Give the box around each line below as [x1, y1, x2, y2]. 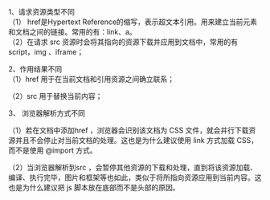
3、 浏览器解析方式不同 [8, 108, 86, 118]
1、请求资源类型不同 [8, 7, 75, 16]
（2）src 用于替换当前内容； [8, 92, 103, 100]
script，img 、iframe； [8, 47, 84, 56]
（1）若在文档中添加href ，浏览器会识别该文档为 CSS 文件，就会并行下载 [8, 125, 249, 135]
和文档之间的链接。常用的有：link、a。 [8, 27, 137, 36]
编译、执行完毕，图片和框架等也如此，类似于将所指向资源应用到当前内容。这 [8, 173, 262, 182]
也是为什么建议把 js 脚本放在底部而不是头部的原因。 [8, 183, 180, 192]
